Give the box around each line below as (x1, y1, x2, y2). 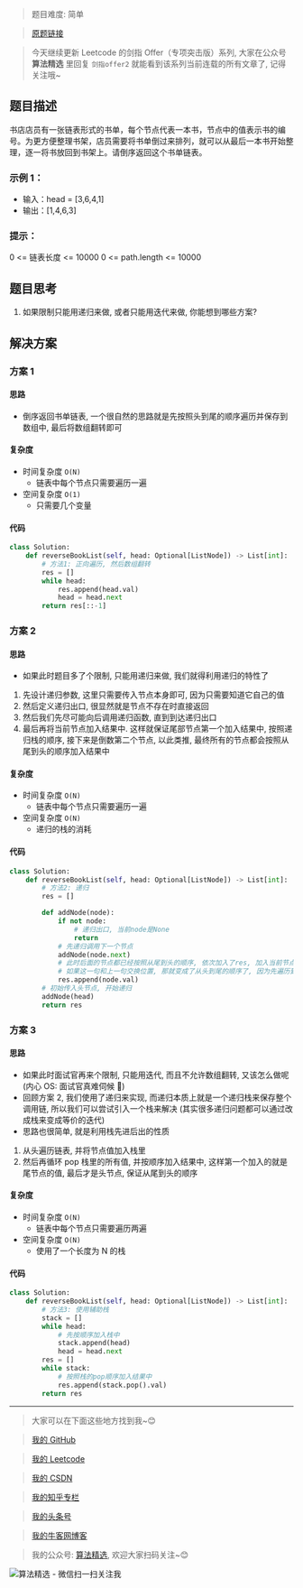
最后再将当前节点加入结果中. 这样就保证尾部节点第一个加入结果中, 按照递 (22, 724, 293, 734)
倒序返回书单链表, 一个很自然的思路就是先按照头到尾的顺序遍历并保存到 (22, 411, 289, 421)
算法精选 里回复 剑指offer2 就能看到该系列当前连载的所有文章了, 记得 (31, 59, 287, 69)
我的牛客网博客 (31, 1529, 87, 1541)
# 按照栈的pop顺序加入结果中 (57, 1371, 152, 1381)
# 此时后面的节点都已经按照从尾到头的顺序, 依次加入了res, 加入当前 (57, 958, 282, 968)
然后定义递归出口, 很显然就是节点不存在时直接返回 (22, 701, 209, 712)
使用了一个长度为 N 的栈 (35, 1245, 126, 1256)
